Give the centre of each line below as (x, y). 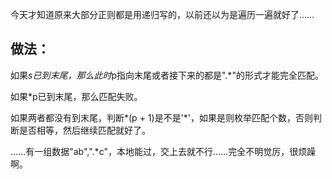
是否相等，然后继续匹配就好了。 (84, 130)
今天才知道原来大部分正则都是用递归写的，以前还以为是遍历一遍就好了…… (162, 14)
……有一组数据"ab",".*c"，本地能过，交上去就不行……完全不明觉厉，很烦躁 (163, 151)
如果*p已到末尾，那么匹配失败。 (76, 96)
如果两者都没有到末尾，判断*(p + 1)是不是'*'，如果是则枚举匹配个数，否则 (162, 117)
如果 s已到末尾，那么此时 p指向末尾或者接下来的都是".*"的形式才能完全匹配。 (167, 75)
